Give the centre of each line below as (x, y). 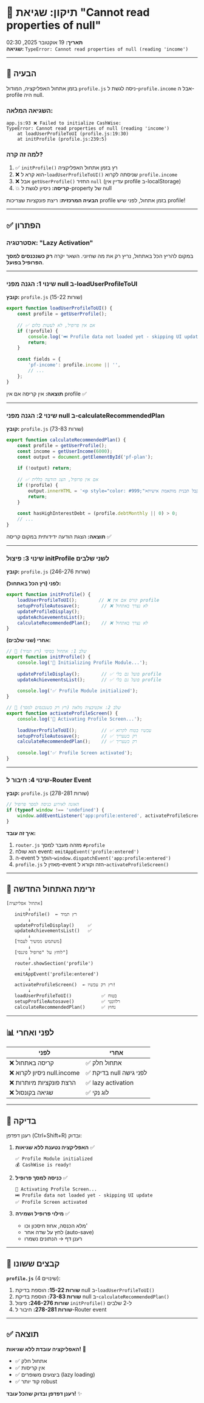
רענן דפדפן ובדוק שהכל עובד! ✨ (44, 1393)
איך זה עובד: (21, 833)
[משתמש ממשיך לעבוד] (38, 941)
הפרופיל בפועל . (25, 263)
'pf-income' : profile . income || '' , (74, 365)
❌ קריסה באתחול (32, 1063)
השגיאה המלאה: (30, 110)
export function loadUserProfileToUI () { (59, 308)
